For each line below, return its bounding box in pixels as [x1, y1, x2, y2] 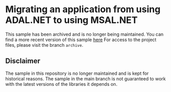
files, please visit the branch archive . [5, 42, 83, 48]
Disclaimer [5, 57, 40, 66]
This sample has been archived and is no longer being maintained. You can [5, 31, 164, 37]
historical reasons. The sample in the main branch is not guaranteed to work [5, 75, 166, 82]
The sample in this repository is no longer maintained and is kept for [5, 70, 149, 76]
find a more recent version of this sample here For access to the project [5, 37, 157, 43]
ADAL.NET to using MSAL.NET [5, 14, 138, 26]
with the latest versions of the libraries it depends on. [5, 81, 118, 87]
